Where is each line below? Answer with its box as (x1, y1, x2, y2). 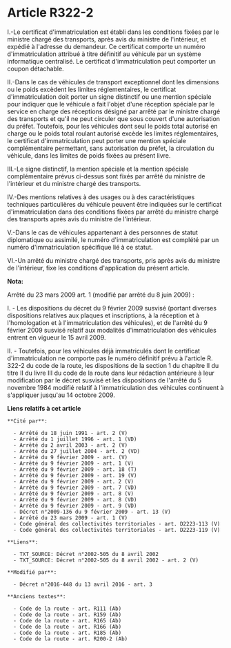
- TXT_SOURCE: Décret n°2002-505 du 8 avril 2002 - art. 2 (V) (13, 557, 199, 564)
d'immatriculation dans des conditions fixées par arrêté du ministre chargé (7, 207, 219, 216)
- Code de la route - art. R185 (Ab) (13, 629, 122, 636)
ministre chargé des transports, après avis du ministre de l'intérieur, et (7, 35, 207, 43)
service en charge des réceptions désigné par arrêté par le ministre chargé (7, 107, 221, 115)
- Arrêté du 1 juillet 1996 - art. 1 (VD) (13, 436, 137, 443)
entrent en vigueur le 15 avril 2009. (7, 333, 106, 342)
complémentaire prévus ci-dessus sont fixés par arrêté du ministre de (7, 172, 205, 180)
